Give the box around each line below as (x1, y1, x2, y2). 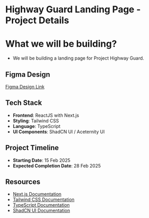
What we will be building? (5, 38, 117, 50)
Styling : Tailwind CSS (12, 117, 59, 124)
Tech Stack (5, 99, 42, 107)
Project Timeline (5, 143, 59, 152)
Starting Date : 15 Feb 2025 (12, 157, 71, 163)
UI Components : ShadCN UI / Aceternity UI (12, 129, 105, 135)
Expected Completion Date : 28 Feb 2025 (12, 162, 101, 169)
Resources (5, 177, 41, 186)
